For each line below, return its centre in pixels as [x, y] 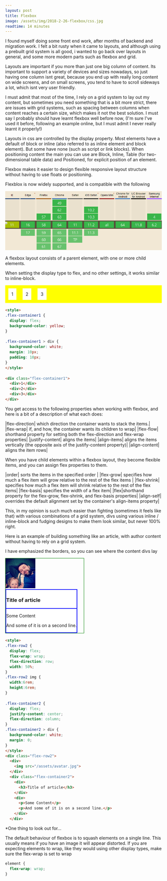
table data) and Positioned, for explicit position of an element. [94, 160]
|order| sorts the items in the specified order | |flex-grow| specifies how [79, 474]
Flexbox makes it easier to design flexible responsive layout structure [76, 170]
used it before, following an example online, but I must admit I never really [81, 124]
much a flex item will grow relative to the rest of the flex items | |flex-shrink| [83, 480]
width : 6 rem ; [22, 683]
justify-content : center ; [37, 714]
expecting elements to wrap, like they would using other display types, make [83, 848]
